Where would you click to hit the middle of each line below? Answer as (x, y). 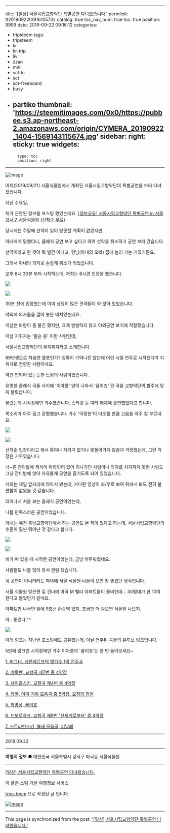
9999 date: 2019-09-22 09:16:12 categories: (51, 25)
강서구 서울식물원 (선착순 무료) (35, 220)
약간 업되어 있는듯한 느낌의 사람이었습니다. (47, 375)
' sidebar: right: (121, 137)
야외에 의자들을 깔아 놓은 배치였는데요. (43, 314)
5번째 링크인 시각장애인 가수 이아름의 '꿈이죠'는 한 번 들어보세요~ (70, 650)
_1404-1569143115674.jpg (54, 137)
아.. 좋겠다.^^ (18, 619)
